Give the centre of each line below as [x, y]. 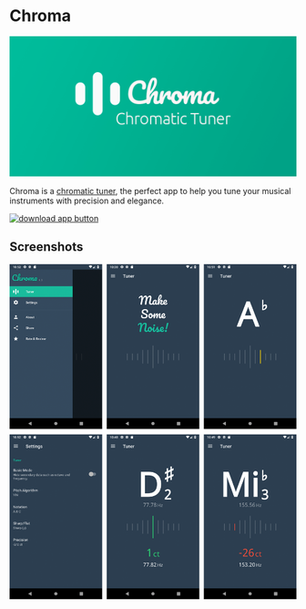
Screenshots [46, 247]
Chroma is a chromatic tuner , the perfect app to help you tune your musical [150, 191]
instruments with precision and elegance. [87, 201]
